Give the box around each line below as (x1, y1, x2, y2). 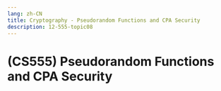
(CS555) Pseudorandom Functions (7, 53, 215, 69)
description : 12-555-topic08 (7, 23, 93, 30)
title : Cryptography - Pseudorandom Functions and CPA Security (7, 17, 201, 24)
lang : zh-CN (7, 10, 42, 17)
